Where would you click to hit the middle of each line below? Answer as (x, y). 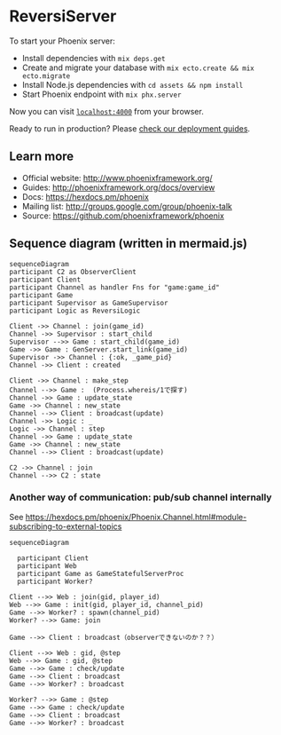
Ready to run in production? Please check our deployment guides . (130, 128)
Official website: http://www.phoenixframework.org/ (117, 178)
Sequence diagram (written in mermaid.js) (129, 244)
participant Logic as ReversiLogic (75, 311)
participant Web (47, 565)
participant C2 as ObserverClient (73, 272)
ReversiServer (63, 16)
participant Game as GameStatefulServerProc (101, 573)
